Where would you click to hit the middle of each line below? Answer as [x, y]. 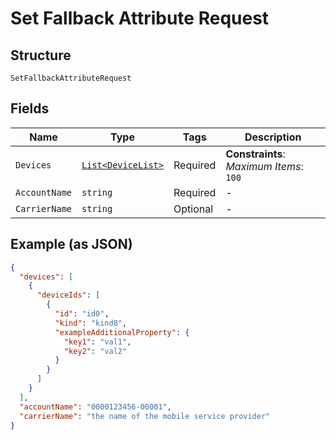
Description [273, 137]
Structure [41, 55]
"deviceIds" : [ [68, 295]
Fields [30, 108]
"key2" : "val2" [95, 351]
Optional [193, 209]
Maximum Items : [264, 166]
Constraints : [255, 154]
